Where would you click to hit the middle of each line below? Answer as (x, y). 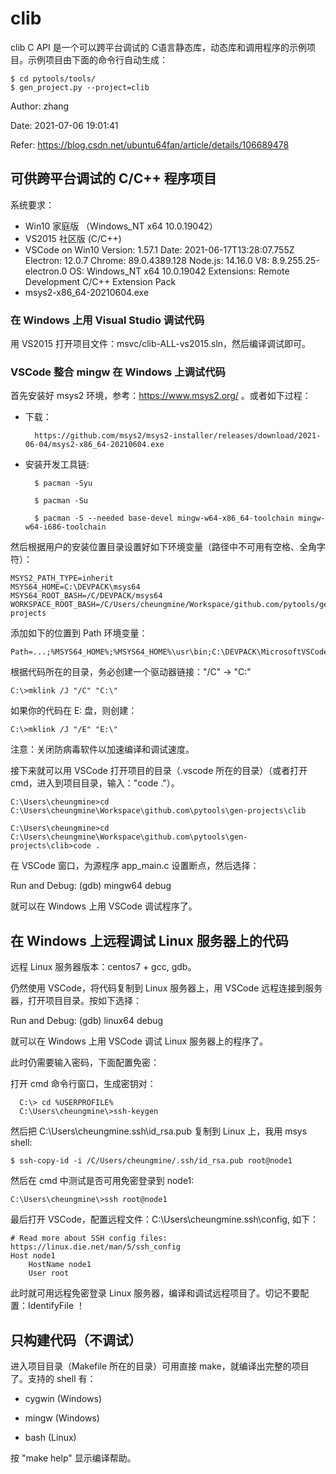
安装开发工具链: (57, 464)
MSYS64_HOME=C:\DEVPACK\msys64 (75, 587)
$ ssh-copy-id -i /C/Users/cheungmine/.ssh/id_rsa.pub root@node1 (151, 1161)
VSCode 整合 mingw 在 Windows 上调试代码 (118, 372)
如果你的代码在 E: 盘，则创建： (74, 711)
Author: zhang (40, 106)
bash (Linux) (50, 1437)
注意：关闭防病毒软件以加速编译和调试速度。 (102, 749)
